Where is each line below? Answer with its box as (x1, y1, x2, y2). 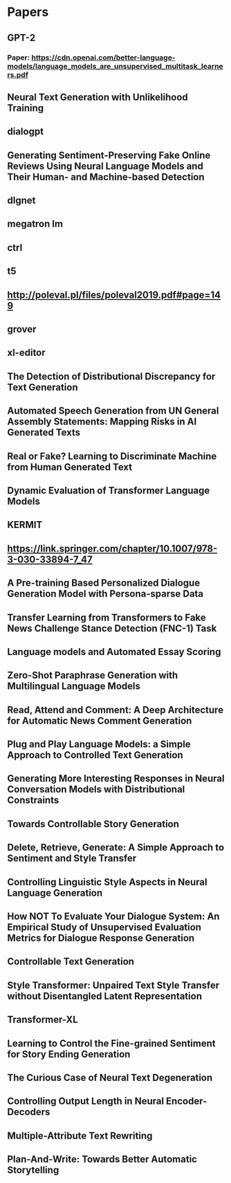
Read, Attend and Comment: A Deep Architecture (7, 704, 223, 715)
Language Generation (7, 887, 103, 899)
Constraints (7, 794, 59, 806)
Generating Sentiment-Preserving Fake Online (7, 149, 211, 161)
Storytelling (7, 1164, 59, 1176)
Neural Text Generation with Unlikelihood (7, 91, 188, 103)
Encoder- (165, 1096, 207, 1107)
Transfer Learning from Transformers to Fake (7, 611, 206, 623)
